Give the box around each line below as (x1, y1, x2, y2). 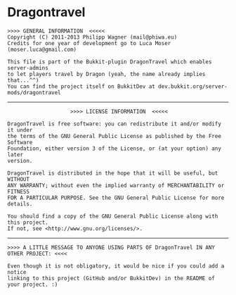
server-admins (7, 64, 49, 71)
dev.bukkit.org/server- (157, 82, 228, 90)
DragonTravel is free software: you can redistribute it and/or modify (7, 120, 221, 127)
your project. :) (7, 281, 58, 288)
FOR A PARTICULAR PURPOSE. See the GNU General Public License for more (7, 194, 225, 201)
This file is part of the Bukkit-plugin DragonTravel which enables (7, 58, 212, 65)
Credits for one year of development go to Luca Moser (7, 39, 171, 46)
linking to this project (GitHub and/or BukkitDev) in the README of (7, 275, 216, 282)
